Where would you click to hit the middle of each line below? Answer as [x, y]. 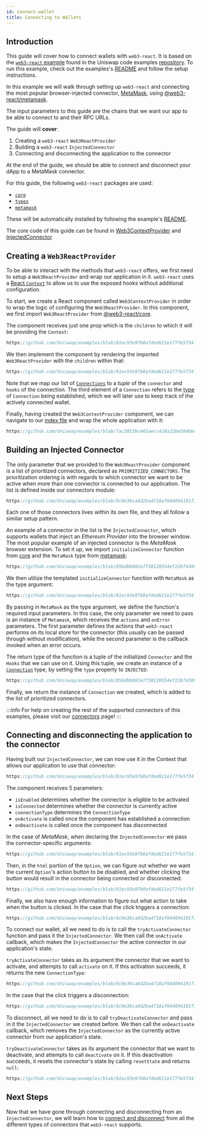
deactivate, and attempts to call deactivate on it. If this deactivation [89, 1055]
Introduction [30, 42]
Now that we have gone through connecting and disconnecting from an [94, 1112]
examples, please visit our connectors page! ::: [64, 717]
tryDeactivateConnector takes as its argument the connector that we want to [100, 1049]
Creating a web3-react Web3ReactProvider [66, 141]
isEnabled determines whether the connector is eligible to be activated [102, 799]
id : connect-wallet [31, 12]
